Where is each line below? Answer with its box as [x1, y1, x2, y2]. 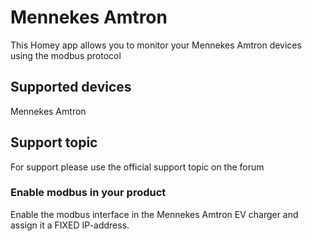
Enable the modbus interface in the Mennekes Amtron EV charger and [10, 208, 299, 220]
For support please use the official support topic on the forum [10, 161, 265, 173]
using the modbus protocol [10, 49, 122, 61]
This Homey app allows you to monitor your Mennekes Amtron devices [10, 39, 302, 51]
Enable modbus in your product [10, 186, 167, 200]
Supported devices [10, 79, 132, 96]
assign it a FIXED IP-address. [10, 219, 130, 231]
